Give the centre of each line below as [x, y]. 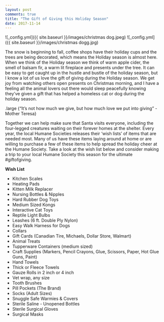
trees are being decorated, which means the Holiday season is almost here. [82, 57]
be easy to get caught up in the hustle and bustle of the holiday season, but [82, 73]
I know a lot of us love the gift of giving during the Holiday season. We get [80, 78]
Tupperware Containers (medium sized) [53, 246]
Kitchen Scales [27, 179]
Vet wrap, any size [31, 278]
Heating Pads [26, 184]
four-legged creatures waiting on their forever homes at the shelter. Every [80, 129]
